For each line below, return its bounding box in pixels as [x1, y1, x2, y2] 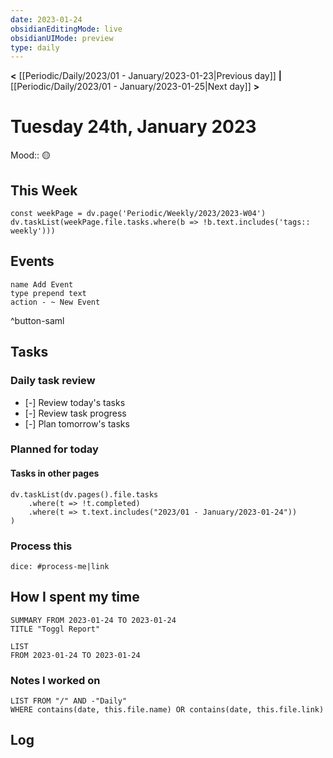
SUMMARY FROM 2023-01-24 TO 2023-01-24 [10, 615, 177, 625]
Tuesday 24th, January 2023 [10, 116, 257, 138]
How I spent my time [10, 589, 140, 606]
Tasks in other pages [10, 467, 100, 480]
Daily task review [10, 374, 96, 388]
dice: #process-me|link [10, 561, 110, 571]
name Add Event [10, 279, 74, 290]
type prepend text [10, 288, 87, 298]
